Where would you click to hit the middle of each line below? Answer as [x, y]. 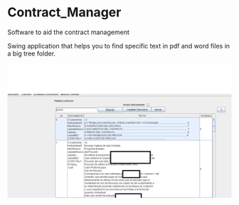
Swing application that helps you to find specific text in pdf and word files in [118, 46]
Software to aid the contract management [68, 32]
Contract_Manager [64, 12]
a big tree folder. [31, 53]
